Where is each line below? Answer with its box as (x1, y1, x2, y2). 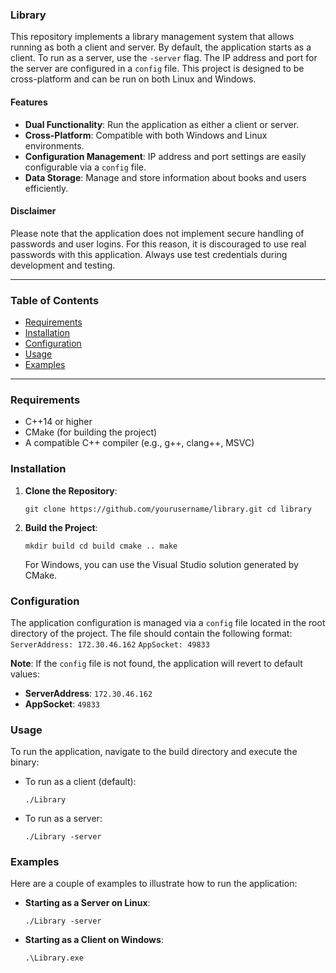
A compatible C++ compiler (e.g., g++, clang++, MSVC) (24, 437, 255, 449)
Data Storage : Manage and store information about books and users (24, 171, 307, 183)
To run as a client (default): (24, 776, 137, 788)
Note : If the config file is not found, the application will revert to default (10, 657, 303, 669)
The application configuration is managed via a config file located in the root (10, 616, 326, 628)
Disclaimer (10, 205, 57, 217)
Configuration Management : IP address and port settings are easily (24, 150, 307, 162)
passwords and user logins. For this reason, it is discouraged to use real (10, 238, 307, 250)
